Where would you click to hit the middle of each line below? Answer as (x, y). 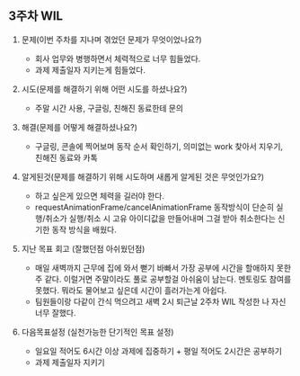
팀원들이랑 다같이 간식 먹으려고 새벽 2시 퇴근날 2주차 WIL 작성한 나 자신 (160, 301)
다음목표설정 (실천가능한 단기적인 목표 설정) (97, 332)
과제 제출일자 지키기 (70, 362)
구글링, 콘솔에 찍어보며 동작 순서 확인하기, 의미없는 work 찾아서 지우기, (159, 146)
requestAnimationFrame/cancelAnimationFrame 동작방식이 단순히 (154, 207)
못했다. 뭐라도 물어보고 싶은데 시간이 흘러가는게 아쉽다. (131, 290)
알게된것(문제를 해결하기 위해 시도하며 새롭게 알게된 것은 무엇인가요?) (143, 176)
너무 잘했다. (55, 312)
